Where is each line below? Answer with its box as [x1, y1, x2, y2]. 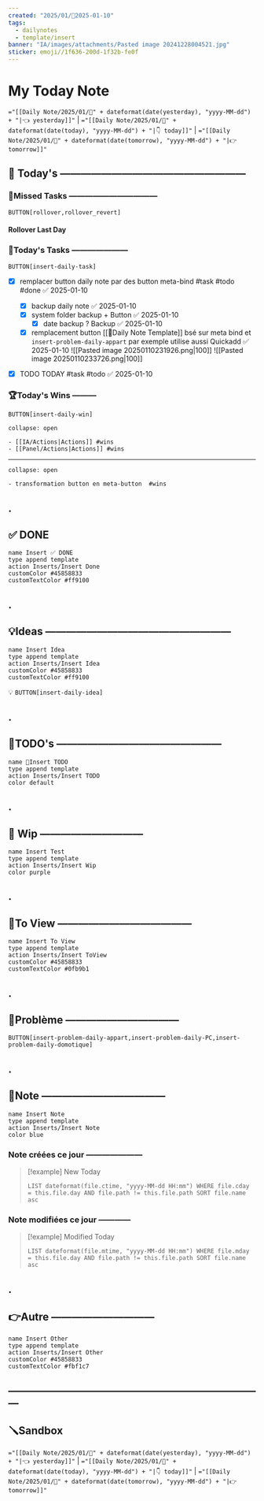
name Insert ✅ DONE [8, 549, 73, 557]
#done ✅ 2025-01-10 [19, 285, 88, 295]
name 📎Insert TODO [8, 758, 68, 766]
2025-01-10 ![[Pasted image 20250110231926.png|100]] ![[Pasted [31, 345, 244, 355]
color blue [8, 1131, 44, 1139]
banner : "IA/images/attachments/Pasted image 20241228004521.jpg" [8, 41, 230, 49]
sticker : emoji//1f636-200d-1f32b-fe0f [8, 48, 139, 56]
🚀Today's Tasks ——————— [8, 245, 128, 256]
